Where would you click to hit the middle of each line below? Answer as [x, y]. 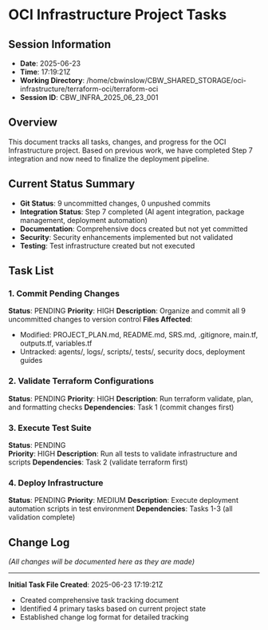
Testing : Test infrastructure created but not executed [107, 245]
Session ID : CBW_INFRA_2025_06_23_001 [89, 97]
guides [31, 361]
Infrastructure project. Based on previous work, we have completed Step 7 [130, 150]
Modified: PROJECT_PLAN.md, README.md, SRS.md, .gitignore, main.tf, [139, 335]
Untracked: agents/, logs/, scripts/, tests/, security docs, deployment [132, 352]
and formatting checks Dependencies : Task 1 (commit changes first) [121, 407]
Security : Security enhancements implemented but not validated [126, 237]
